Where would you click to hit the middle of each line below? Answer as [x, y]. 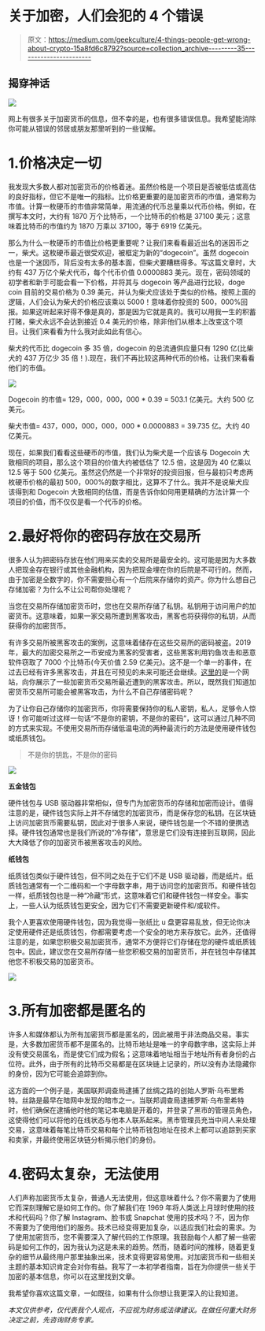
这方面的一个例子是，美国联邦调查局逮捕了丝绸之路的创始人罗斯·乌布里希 [127, 1090]
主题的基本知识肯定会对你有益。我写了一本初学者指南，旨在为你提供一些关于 [132, 1266]
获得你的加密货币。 [39, 625]
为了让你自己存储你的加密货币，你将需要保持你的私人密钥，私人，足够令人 [129, 708]
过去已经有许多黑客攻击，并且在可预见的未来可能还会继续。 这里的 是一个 [125, 672]
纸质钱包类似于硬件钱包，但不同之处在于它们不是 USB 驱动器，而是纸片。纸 [131, 876]
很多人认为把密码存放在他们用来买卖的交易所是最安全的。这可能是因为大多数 [132, 559]
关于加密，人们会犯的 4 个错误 [106, 16]
